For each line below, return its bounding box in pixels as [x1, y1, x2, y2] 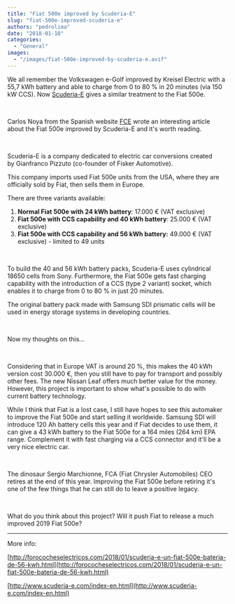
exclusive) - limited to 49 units [17, 237, 105, 245]
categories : [7, 36, 42, 43]
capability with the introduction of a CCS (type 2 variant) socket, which [7, 279, 212, 287]
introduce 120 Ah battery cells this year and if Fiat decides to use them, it [7, 420, 218, 428]
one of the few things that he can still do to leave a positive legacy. [7, 484, 199, 493]
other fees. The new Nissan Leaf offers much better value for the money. [7, 376, 218, 385]
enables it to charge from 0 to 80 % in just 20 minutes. [7, 287, 164, 295]
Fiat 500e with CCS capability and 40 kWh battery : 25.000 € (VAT [17, 214, 212, 223]
